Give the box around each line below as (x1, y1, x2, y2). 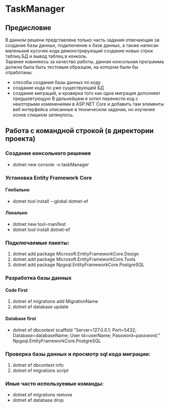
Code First (5, 287, 28, 293)
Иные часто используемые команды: (5, 380, 104, 387)
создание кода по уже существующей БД (12, 85, 104, 91)
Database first (5, 316, 37, 322)
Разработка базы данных (5, 274, 72, 282)
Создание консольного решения (5, 150, 91, 157)
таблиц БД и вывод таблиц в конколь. (5, 53, 88, 59)
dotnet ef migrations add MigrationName (12, 298, 98, 304)
